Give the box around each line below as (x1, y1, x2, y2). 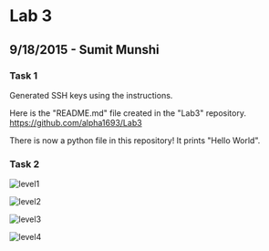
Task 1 (9, 69, 38, 82)
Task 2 (9, 157, 40, 170)
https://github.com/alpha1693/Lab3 (9, 117, 143, 128)
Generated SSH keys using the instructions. (9, 89, 173, 100)
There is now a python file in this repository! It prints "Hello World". (9, 134, 261, 146)
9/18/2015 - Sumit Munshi (9, 42, 160, 58)
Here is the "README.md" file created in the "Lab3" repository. (9, 107, 246, 119)
